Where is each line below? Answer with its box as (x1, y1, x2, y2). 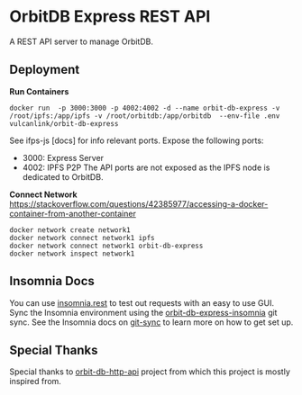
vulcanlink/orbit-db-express (9, 119, 119, 128)
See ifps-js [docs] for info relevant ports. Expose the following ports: (9, 135, 264, 146)
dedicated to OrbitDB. (22, 171, 104, 182)
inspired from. (9, 376, 61, 387)
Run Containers (9, 85, 69, 96)
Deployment (9, 62, 80, 77)
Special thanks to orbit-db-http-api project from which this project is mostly (9, 366, 291, 377)
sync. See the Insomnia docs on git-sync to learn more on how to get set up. (9, 317, 294, 328)
